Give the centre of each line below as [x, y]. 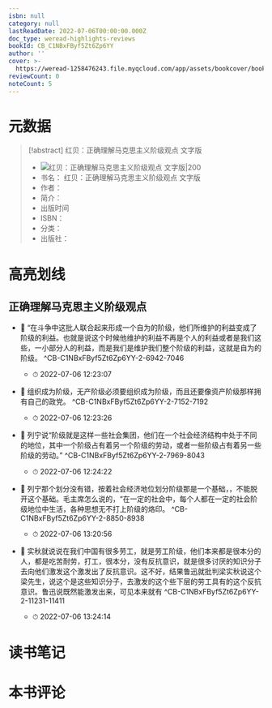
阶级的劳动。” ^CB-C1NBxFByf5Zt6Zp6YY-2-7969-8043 [112, 456]
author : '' [27, 54]
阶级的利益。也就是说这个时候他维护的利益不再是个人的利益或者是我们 [137, 338]
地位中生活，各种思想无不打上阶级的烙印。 [98, 509]
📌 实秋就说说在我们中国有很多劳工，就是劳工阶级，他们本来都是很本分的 [140, 551]
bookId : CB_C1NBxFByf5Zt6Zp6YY [61, 46]
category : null [34, 24]
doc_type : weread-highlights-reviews [72, 39]
